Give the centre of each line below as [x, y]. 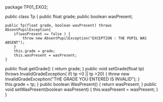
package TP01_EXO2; [27, 7]
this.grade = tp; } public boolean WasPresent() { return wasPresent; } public [81, 84]
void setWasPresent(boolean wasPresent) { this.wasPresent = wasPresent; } [81, 89]
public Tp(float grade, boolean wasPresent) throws [58, 25]
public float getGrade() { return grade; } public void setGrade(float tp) [75, 69]
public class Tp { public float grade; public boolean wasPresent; [69, 16]
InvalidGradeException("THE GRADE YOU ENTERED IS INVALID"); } [72, 79]
